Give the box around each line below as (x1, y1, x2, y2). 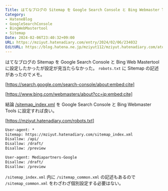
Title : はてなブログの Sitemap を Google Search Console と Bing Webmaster (5, 7, 160, 12)
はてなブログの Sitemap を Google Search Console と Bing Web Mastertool (5, 58, 160, 65)
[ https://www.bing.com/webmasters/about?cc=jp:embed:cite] (5, 91, 133, 97)
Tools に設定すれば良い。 (5, 107, 57, 113)
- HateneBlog (5, 16, 32, 21)
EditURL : (5, 44, 23, 49)
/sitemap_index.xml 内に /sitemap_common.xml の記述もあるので (5, 173, 136, 180)
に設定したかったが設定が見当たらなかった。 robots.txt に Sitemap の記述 (5, 65, 159, 71)
